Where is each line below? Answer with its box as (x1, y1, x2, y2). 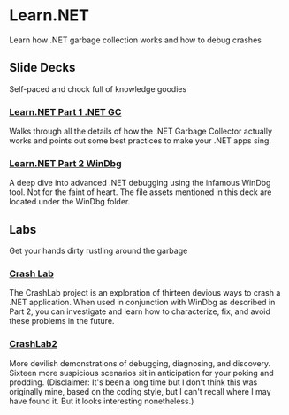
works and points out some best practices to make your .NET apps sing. (9, 135, 272, 146)
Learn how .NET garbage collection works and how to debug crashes (9, 35, 262, 45)
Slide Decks (9, 60, 76, 75)
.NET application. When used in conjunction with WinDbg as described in (9, 297, 276, 308)
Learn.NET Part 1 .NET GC (9, 105, 122, 118)
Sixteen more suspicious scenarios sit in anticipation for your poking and (9, 367, 274, 378)
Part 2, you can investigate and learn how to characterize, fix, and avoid (9, 306, 271, 317)
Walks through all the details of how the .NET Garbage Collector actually (9, 126, 272, 137)
